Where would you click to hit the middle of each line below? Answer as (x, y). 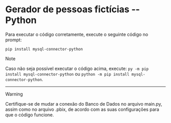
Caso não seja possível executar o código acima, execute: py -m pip (77, 68)
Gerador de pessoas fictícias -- (73, 9)
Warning (14, 94)
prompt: (13, 40)
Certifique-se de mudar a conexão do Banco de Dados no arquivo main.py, (84, 104)
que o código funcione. (30, 115)
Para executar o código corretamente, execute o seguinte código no (77, 34)
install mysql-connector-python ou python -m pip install (67, 74)
